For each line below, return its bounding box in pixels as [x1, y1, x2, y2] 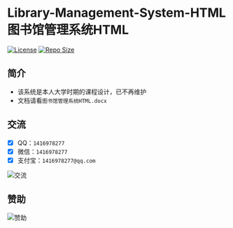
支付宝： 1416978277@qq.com [17, 156, 96, 164]
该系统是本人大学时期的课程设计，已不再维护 [17, 87, 147, 96]
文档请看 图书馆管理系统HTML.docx [17, 96, 107, 104]
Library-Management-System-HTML [7, 5, 226, 21]
